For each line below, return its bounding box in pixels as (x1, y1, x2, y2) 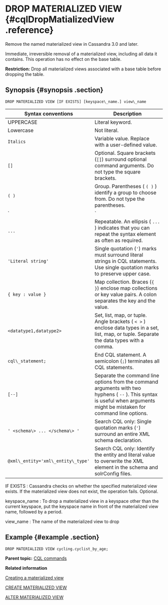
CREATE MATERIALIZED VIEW (5, 584, 67, 590)
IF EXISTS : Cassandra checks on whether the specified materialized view (5, 483, 157, 489)
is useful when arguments (94, 397, 155, 404)
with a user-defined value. (94, 141, 157, 148)
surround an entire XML (94, 430, 150, 438)
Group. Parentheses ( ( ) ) (94, 183, 157, 190)
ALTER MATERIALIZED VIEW (5, 594, 64, 600)
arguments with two (94, 384, 141, 391)
